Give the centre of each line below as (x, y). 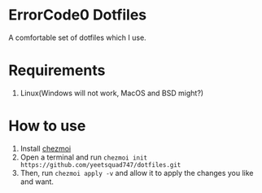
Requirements (57, 70)
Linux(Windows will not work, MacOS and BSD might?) (112, 93)
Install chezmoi (46, 148)
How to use (47, 126)
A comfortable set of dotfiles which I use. (77, 37)
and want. (37, 182)
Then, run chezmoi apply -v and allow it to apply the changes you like (137, 173)
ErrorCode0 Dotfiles (78, 15)
